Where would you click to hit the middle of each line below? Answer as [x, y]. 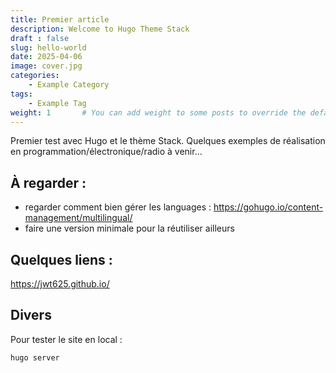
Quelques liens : [61, 259]
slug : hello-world [48, 47]
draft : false [40, 38]
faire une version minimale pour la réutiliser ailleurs [129, 228]
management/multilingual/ [78, 218]
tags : [21, 94]
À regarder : [48, 182]
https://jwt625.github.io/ [60, 284]
